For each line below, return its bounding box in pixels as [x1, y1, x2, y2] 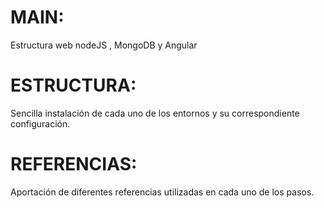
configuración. [10, 117, 71, 130]
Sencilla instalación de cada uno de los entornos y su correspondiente [10, 107, 300, 119]
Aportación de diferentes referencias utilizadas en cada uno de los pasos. [10, 186, 315, 198]
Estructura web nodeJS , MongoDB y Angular [10, 39, 198, 51]
